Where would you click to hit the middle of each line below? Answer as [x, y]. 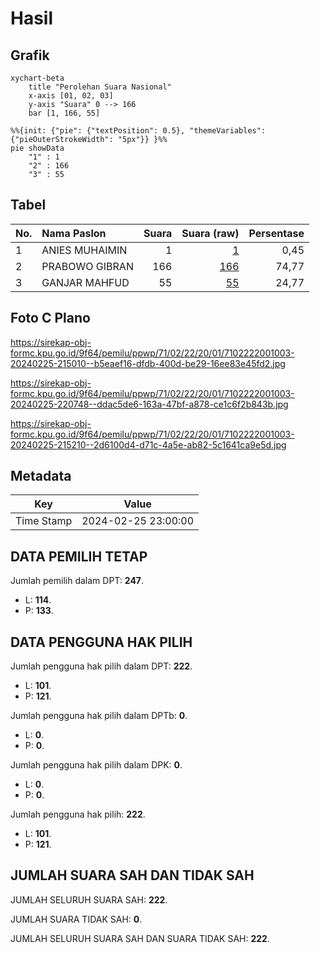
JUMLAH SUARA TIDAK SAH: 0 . [76, 919]
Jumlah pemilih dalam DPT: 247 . [77, 581]
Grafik [30, 55]
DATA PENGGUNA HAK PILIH [101, 642]
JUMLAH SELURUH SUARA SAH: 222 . [89, 899]
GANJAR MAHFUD [85, 282]
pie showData [37, 148]
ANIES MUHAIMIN [84, 250]
